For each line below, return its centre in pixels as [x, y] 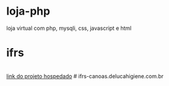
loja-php [28, 11]
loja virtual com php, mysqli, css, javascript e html [69, 28]
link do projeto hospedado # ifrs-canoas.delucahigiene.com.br [85, 76]
